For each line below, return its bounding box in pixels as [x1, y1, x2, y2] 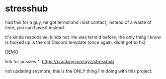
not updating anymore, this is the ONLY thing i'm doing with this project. [5, 68, 153, 74]
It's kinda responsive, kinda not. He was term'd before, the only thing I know [5, 34, 162, 40]
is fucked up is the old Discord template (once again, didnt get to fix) [5, 39, 146, 45]
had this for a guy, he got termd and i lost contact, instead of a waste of [5, 19, 152, 25]
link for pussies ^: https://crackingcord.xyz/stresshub [5, 58, 114, 64]
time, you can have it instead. [5, 24, 66, 30]
